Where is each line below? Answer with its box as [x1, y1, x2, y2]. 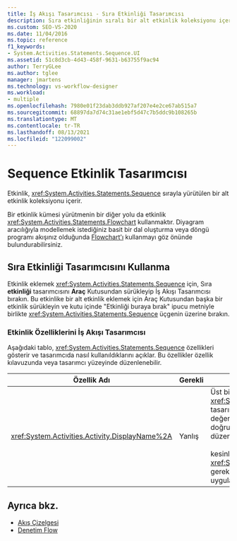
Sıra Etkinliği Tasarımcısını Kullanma [7, 261, 171, 273]
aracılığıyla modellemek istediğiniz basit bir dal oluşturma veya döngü [7, 226, 209, 234]
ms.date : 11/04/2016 [7, 30, 68, 37]
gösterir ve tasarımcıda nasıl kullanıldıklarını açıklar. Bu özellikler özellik [7, 351, 214, 359]
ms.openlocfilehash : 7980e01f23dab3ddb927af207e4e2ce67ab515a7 [7, 103, 197, 110]
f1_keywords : [7, 43, 46, 50]
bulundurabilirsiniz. [7, 240, 63, 249]
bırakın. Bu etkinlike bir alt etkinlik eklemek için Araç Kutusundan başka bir [7, 295, 224, 303]
